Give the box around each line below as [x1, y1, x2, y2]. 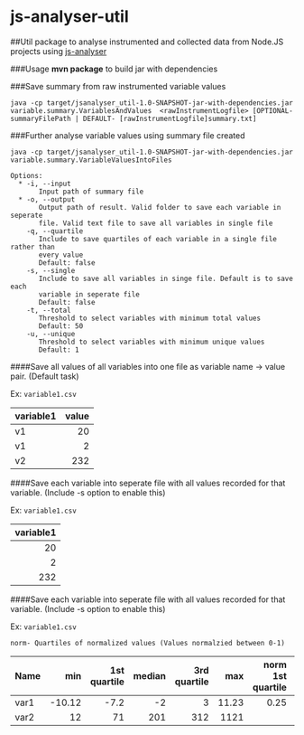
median [133, 669, 166, 682]
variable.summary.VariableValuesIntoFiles [10, 155, 172, 165]
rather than [10, 242, 55, 251]
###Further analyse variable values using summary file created [10, 129, 246, 141]
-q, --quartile [26, 226, 84, 236]
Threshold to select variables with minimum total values [38, 314, 261, 323]
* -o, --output [18, 194, 76, 204]
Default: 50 [38, 321, 84, 331]
